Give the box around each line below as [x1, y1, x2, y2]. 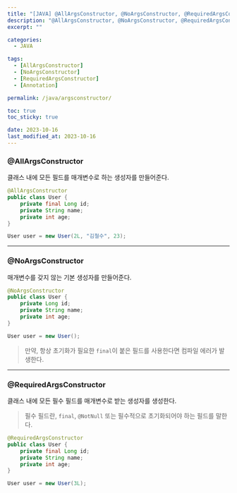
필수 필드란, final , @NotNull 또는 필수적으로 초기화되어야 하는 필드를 [24, 412, 214, 420]
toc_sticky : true [7, 114, 59, 121]
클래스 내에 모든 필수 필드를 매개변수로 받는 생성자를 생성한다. [7, 396, 177, 406]
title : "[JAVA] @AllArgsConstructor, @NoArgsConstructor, [7, 10, 181, 18]
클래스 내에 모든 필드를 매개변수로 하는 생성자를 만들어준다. [7, 174, 169, 182]
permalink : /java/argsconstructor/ [7, 95, 112, 102]
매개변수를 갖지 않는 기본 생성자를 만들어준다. [7, 273, 132, 281]
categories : [7, 36, 42, 43]
